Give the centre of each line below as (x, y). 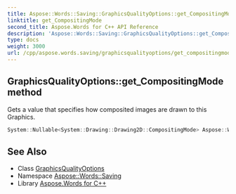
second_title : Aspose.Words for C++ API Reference (83, 27)
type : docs (23, 40)
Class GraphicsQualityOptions (61, 169)
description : (26, 33)
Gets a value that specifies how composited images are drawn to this (107, 109)
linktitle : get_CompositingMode (54, 20)
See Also (27, 151)
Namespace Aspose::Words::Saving (69, 176)
